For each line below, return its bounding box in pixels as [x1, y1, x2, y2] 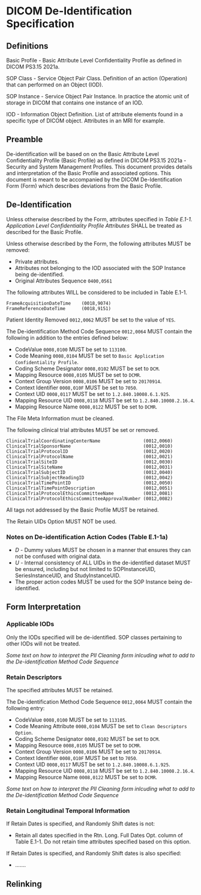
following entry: [6, 704, 45, 711]
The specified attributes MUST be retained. [6, 686, 113, 693]
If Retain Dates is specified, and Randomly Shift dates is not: [6, 820, 155, 827]
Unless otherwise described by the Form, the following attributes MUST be [6, 240, 191, 247]
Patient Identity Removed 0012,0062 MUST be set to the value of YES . [6, 316, 176, 323]
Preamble [6, 134, 43, 145]
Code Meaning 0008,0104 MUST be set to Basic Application [14, 352, 164, 359]
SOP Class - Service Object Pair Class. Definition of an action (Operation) [6, 75, 188, 82]
